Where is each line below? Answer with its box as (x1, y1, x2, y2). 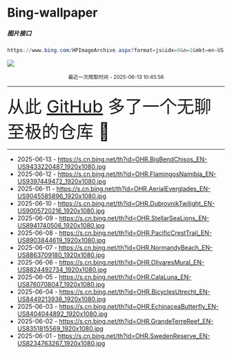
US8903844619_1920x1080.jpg (17, 236, 106, 245)
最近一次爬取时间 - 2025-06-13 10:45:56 (68, 74, 164, 81)
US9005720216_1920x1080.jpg (17, 206, 105, 215)
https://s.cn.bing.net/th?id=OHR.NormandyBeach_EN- (58, 244, 213, 252)
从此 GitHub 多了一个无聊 (7, 96, 212, 118)
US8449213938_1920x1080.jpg (17, 295, 106, 303)
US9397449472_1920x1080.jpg (17, 177, 106, 186)
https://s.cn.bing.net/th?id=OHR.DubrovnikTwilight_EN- (57, 200, 215, 208)
